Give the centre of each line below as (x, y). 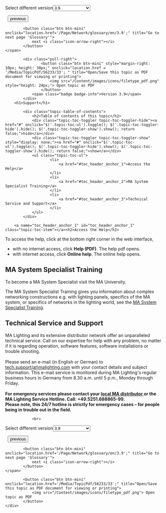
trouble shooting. (23, 351)
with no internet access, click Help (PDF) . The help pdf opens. (76, 249)
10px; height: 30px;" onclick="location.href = (56, 68)
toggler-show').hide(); (30, 151)
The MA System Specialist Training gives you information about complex (80, 291)
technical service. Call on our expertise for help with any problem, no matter (83, 340)
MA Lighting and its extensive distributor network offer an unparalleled (78, 335)
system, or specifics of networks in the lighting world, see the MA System (81, 302)
